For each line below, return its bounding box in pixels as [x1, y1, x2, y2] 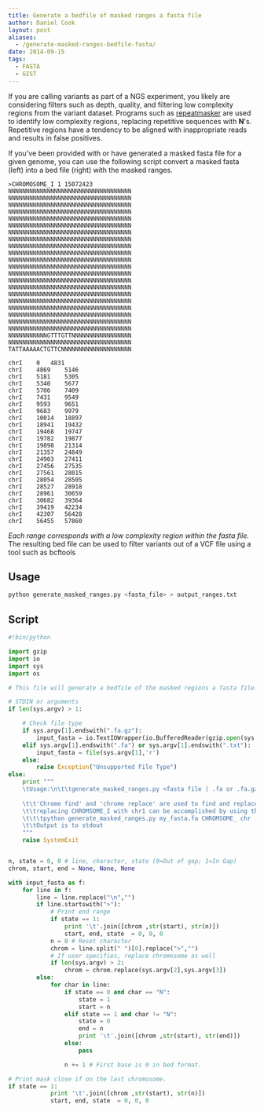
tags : [8, 56, 26, 64]
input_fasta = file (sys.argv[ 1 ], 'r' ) [36, 748, 159, 756]
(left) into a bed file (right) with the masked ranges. [8, 165, 173, 174]
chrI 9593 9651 [8, 400, 79, 408]
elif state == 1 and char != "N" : [64, 1010, 178, 1018]
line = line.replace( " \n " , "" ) [36, 893, 135, 902]
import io [8, 655, 41, 663]
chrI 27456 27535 [8, 462, 82, 470]
